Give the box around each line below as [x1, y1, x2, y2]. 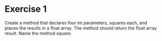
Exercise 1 [4, 3, 47, 15]
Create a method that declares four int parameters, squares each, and [4, 20, 147, 26]
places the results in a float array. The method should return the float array [4, 25, 157, 31]
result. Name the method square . [4, 30, 72, 36]
